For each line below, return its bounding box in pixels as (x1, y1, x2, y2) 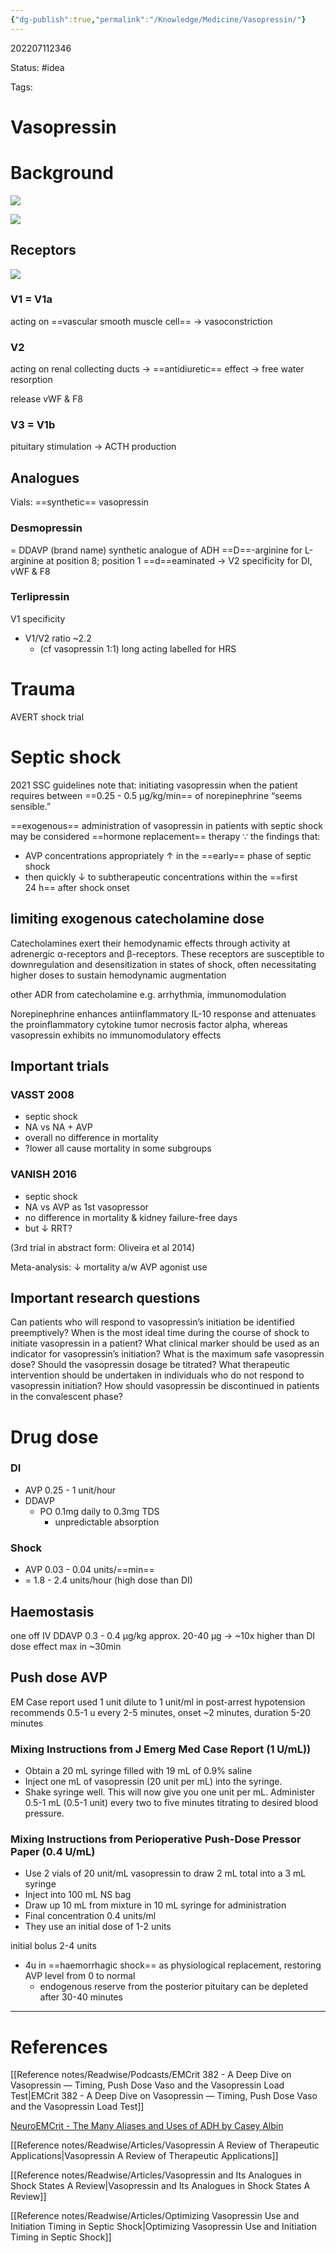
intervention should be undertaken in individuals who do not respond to (10, 1369, 305, 1381)
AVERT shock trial (10, 711, 85, 723)
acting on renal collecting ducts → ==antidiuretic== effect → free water (10, 363, 305, 375)
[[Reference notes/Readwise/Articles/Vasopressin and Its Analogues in (10, 2169, 302, 2181)
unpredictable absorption (54, 1516, 160, 1528)
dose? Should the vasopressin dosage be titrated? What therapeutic (10, 1359, 291, 1371)
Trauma (10, 678, 76, 701)
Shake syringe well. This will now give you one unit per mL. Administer (24, 1786, 315, 1798)
